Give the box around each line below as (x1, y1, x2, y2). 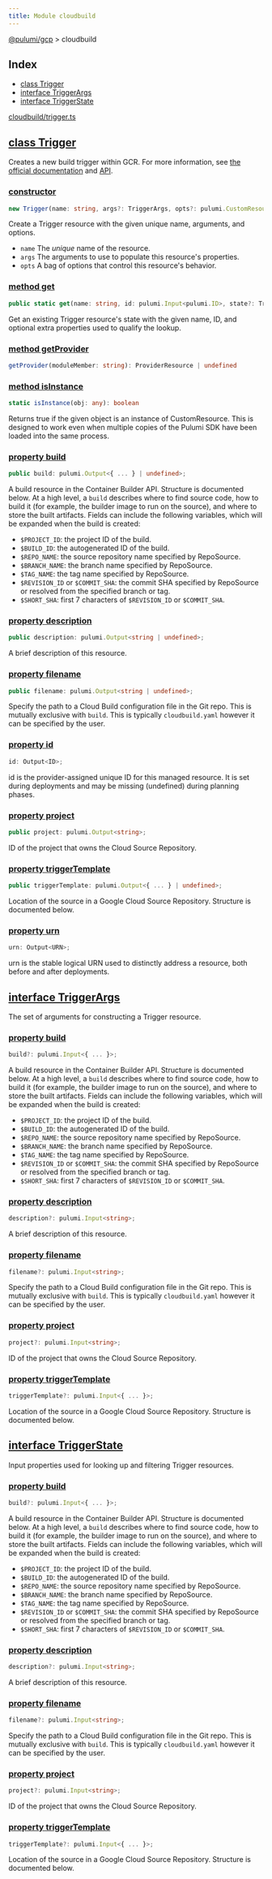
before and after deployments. (8, 967, 110, 976)
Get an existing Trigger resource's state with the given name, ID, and (8, 314, 237, 324)
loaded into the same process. (8, 431, 110, 441)
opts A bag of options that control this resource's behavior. (19, 261, 217, 270)
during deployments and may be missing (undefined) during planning (8, 781, 240, 791)
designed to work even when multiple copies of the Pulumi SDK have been (8, 422, 257, 432)
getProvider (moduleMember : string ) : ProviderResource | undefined (8, 361, 237, 369)
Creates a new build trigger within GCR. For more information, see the (8, 157, 241, 167)
